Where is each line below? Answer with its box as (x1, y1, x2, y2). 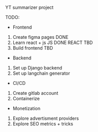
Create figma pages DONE (12, 34, 69, 40)
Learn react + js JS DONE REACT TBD (12, 39, 93, 46)
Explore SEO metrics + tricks (12, 121, 73, 127)
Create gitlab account (12, 90, 59, 96)
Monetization (12, 105, 41, 112)
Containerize (12, 96, 40, 101)
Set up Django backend (12, 65, 62, 71)
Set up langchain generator (12, 70, 70, 76)
